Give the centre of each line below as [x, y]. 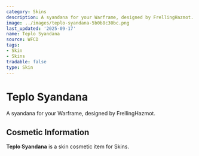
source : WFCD [22, 39]
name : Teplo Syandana [33, 34]
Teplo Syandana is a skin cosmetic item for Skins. [68, 146]
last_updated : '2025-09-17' [41, 28]
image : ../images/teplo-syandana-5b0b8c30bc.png [68, 23]
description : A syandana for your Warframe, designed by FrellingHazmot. [100, 17]
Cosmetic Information [48, 132]
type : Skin [20, 67]
